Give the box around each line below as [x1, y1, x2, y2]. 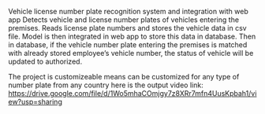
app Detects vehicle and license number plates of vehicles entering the [8, 15, 239, 24]
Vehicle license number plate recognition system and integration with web [8, 7, 248, 16]
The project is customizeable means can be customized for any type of [8, 72, 240, 81]
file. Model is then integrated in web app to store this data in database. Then [8, 31, 256, 41]
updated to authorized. [8, 57, 83, 66]
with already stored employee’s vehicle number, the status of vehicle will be [8, 49, 254, 57]
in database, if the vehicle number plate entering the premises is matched [8, 40, 248, 50]
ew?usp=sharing [8, 97, 63, 106]
